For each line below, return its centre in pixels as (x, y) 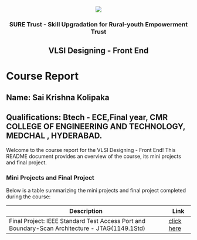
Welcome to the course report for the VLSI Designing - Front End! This (91, 150)
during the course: (28, 197)
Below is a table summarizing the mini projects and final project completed (96, 190)
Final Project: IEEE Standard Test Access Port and (77, 221)
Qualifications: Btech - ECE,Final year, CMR (87, 118)
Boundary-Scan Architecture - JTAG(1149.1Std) (77, 228)
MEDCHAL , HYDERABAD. (54, 136)
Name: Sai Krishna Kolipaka (58, 97)
